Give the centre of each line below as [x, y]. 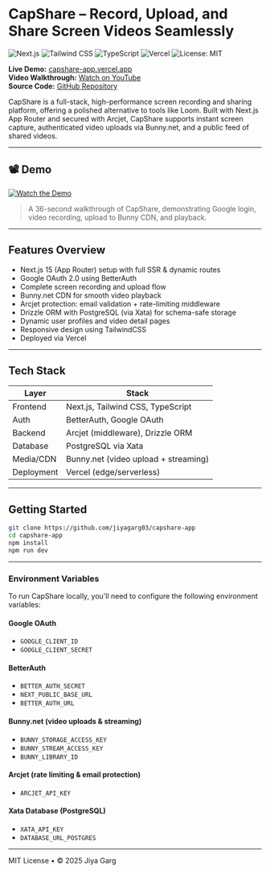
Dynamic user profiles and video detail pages [95, 321]
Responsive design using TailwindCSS [83, 329]
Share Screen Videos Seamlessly [121, 31]
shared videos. [33, 136]
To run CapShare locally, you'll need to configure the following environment [133, 595]
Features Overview [57, 250]
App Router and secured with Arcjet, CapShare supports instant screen [126, 118]
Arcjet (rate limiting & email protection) [75, 775]
